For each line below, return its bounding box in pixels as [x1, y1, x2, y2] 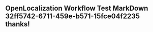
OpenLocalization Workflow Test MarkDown [5, 4, 148, 13]
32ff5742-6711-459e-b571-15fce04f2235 [5, 12, 140, 21]
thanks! [5, 20, 30, 28]
